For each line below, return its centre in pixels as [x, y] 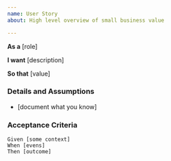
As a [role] [22, 46]
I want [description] [36, 59]
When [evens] [26, 146]
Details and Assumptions [51, 92]
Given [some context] [39, 140]
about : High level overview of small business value [86, 20]
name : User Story [33, 14]
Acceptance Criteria [42, 125]
